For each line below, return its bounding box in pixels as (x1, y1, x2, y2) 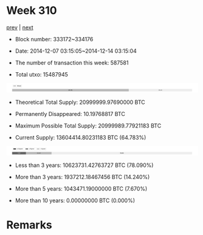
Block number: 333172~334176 (15, 35, 94, 43)
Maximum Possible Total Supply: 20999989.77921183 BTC (15, 122, 162, 129)
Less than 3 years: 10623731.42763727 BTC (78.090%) (15, 162, 154, 169)
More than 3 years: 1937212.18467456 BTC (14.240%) (15, 174, 150, 181)
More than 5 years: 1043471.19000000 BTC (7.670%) (15, 185, 148, 192)
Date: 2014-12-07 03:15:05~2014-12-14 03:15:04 (15, 47, 137, 55)
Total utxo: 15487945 (15, 70, 69, 78)
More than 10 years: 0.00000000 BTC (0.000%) (15, 197, 136, 204)
